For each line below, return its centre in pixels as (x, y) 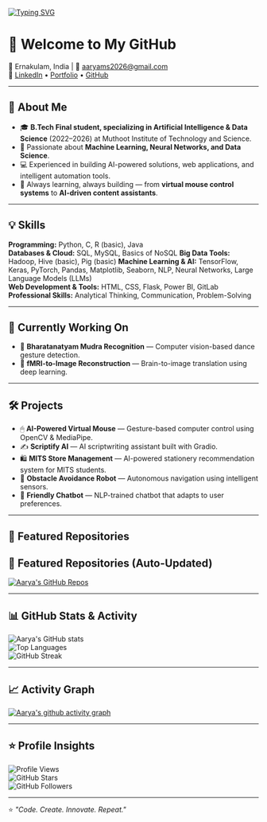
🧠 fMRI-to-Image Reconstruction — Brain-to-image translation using (133, 364)
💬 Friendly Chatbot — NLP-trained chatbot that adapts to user (122, 495)
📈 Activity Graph (52, 690)
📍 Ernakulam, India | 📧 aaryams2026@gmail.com (88, 66)
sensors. (34, 487)
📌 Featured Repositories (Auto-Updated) (110, 563)
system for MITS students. (63, 470)
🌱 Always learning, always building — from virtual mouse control (127, 184)
